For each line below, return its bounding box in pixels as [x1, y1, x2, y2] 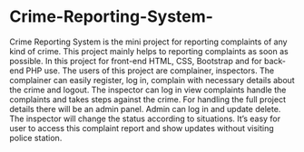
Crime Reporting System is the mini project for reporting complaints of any [9, 36, 288, 47]
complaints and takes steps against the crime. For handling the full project [9, 93, 286, 105]
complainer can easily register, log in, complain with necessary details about [9, 74, 295, 85]
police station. [9, 132, 63, 143]
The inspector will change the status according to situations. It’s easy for [9, 113, 281, 124]
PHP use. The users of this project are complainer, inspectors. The [25, 65, 275, 76]
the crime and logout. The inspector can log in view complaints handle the [9, 84, 287, 95]
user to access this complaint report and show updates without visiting [9, 122, 274, 133]
